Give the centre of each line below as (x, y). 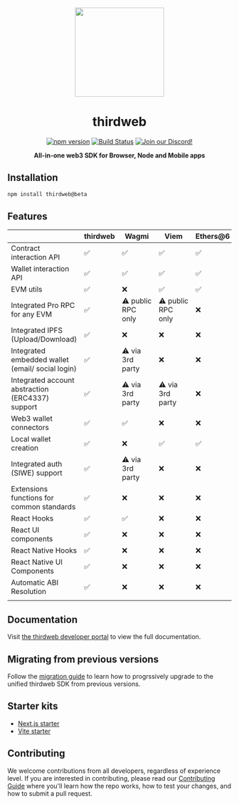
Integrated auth (37, 464)
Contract (26, 248)
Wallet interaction (40, 269)
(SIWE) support (37, 473)
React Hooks (32, 518)
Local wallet (31, 439)
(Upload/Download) (44, 339)
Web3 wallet (32, 419)
